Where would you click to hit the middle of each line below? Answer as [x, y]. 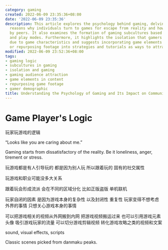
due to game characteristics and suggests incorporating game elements [86, 42]
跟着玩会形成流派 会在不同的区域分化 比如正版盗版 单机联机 [66, 189]
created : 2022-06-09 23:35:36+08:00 [43, 14]
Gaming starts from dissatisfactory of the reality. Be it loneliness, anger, [79, 152]
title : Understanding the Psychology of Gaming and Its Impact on [76, 93]
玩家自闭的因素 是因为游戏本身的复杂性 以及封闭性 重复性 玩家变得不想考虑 [82, 200]
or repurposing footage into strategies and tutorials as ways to [80, 47]
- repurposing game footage [34, 84]
